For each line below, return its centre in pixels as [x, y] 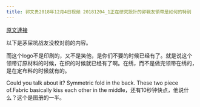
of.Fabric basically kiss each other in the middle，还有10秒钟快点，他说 [95, 90]
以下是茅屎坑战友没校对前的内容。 [49, 42]
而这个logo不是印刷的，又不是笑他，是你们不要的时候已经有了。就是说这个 [99, 56]
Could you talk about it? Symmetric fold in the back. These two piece [92, 83]
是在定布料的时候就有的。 [38, 71]
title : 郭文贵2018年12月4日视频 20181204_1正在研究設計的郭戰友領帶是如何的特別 [99, 12]
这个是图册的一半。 [41, 97]
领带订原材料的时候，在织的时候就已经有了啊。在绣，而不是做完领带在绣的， [102, 63]
